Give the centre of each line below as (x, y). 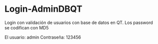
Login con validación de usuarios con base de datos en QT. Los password (79, 22)
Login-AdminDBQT (43, 9)
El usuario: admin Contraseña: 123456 (43, 37)
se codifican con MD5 (27, 27)
